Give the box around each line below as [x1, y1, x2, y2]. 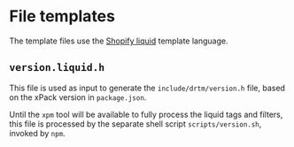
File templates [9, 6, 115, 27]
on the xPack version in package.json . [9, 91, 147, 103]
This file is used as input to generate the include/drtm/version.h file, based [9, 82, 286, 93]
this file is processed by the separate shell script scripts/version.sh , [9, 118, 262, 129]
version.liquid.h [9, 61, 104, 74]
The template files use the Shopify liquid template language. [9, 35, 228, 46]
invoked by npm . [9, 128, 66, 138]
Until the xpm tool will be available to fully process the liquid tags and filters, [9, 109, 283, 120]
